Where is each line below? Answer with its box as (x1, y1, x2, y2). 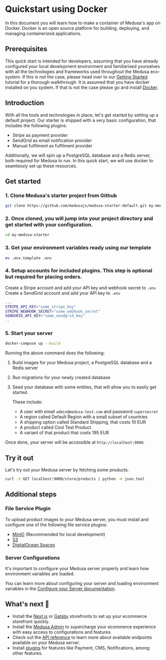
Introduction (5, 99, 44, 107)
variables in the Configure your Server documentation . (5, 586, 116, 592)
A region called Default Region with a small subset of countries (19, 414, 148, 420)
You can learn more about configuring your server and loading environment (5, 580, 159, 586)
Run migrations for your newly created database (12, 375, 111, 381)
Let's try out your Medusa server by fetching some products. (5, 467, 129, 473)
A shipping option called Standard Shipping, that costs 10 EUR (19, 419, 146, 425)
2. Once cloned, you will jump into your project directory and (5, 215, 153, 222)
